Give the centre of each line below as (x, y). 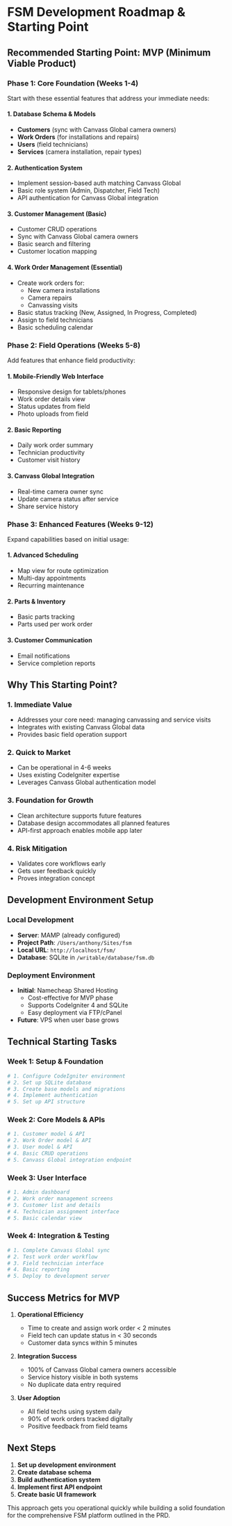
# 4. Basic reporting (39, 1269)
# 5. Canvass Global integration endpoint (69, 1160)
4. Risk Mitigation (37, 848)
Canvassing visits (53, 305)
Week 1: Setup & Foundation (56, 1062)
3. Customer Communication (50, 640)
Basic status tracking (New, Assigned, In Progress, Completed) (107, 312)
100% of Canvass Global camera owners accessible (102, 1370)
